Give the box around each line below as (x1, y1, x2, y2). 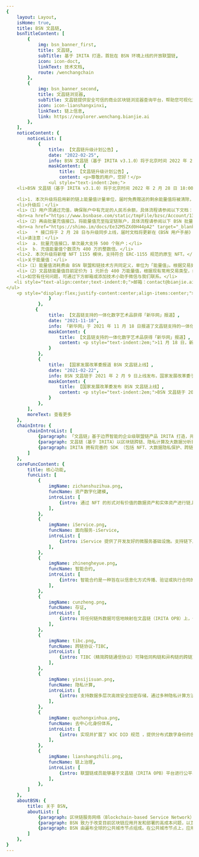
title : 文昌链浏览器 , (37, 91, 86, 97)
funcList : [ (27, 472, 57, 478)
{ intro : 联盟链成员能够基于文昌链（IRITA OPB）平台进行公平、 (59, 770, 197, 776)
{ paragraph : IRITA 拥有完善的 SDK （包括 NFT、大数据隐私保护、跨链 (37, 445, 194, 450)
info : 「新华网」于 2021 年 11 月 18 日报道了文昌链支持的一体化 (48, 323, 194, 329)
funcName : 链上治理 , (48, 759, 96, 765)
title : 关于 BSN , (27, 803, 68, 809)
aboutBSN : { (17, 798, 46, 804)
